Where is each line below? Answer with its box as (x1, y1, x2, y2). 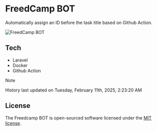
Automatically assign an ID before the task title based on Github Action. (5, 19, 152, 25)
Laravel (12, 57, 28, 63)
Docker (12, 62, 28, 68)
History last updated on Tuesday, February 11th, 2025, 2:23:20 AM (5, 87, 142, 93)
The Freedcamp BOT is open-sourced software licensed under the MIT (5, 114, 152, 120)
